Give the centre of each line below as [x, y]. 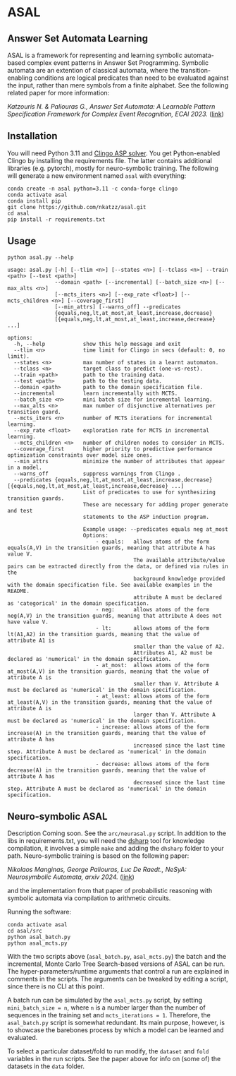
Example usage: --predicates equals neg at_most [156, 529]
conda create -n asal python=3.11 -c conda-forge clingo [93, 189]
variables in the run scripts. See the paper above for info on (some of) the [114, 1059]
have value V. [28, 622]
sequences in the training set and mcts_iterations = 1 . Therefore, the [109, 1015]
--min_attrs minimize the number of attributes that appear [119, 461]
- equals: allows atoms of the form [153, 542]
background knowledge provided [179, 579]
